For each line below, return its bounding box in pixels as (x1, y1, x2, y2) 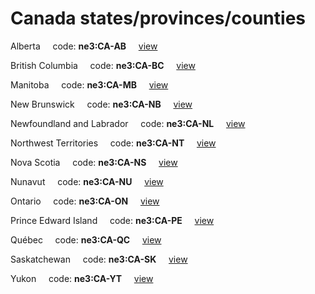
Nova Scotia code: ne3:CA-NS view (10, 156, 178, 168)
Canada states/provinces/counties (10, 7, 306, 30)
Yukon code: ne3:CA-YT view (10, 272, 154, 284)
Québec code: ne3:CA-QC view (10, 233, 162, 246)
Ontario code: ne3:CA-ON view (10, 195, 160, 207)
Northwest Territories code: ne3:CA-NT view (10, 137, 217, 149)
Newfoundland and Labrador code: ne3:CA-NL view (10, 117, 246, 129)
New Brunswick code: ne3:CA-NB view (10, 98, 193, 110)
